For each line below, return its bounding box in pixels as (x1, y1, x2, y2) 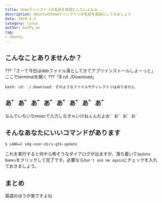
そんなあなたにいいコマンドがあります (5, 128, 121, 137)
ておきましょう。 (5, 163, 39, 169)
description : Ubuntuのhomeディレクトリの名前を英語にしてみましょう (5, 12, 132, 17)
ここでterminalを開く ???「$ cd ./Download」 (5, 74, 97, 80)
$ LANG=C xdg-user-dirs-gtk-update (5, 142, 78, 147)
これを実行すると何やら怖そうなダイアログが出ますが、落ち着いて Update (5, 151, 151, 157)
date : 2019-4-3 (5, 16, 36, 21)
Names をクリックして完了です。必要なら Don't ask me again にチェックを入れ (5, 157, 158, 163)
